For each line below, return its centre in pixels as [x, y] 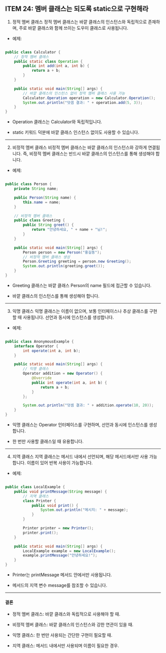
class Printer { [40, 501]
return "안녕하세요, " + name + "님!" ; [69, 230]
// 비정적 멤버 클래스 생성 [46, 257]
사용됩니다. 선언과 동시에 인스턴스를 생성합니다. [68, 317]
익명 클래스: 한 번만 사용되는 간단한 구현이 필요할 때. [62, 635]
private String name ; [36, 189]
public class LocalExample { [35, 487]
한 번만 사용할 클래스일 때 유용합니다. [48, 442]
